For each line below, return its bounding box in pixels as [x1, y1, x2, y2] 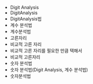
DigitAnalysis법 [10, 16, 42, 22]
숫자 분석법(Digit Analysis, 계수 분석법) [10, 67, 88, 73]
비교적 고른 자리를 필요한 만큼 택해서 [10, 48, 82, 53]
